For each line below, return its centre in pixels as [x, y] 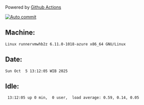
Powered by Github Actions [33, 7]
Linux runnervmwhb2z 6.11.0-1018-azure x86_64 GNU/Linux [66, 44]
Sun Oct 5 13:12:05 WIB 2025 [37, 71]
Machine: [20, 33]
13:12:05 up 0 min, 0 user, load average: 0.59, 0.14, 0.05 [73, 98]
